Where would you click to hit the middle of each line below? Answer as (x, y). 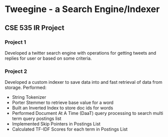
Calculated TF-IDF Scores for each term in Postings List (70, 129)
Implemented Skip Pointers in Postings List (56, 124)
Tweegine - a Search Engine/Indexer (82, 9)
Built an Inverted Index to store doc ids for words (63, 108)
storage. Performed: (26, 88)
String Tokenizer (29, 97)
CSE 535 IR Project (35, 28)
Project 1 (15, 42)
